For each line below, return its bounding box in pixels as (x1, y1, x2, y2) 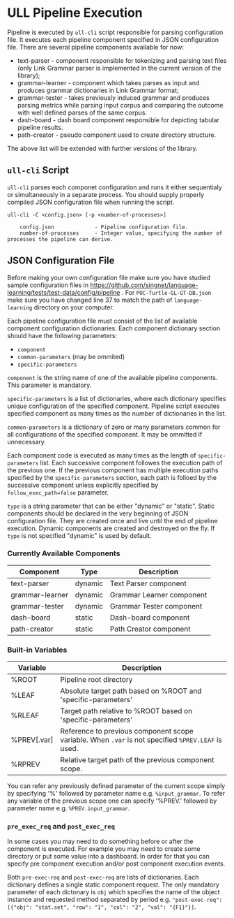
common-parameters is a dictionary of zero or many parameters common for (7, 423, 221, 431)
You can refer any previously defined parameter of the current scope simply (7, 782, 226, 790)
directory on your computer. (33, 303, 115, 312)
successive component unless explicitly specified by (7, 481, 159, 489)
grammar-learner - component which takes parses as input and (17, 78, 200, 87)
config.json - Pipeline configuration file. (19, 224, 189, 231)
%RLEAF (10, 711, 40, 720)
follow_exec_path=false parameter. (7, 488, 109, 497)
